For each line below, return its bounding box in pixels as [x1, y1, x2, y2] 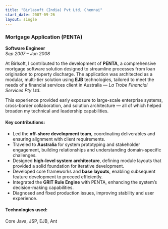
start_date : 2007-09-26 [5, 12, 55, 17]
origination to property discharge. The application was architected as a [5, 71, 153, 77]
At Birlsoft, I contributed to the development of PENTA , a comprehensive [5, 60, 156, 66]
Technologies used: [5, 207, 48, 213]
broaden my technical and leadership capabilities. [5, 107, 109, 114]
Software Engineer [5, 45, 45, 51]
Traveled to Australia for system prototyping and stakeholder [12, 141, 140, 147]
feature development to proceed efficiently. [12, 173, 103, 180]
